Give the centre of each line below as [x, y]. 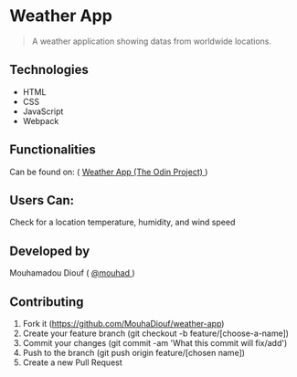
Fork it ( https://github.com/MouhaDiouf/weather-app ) [123, 324]
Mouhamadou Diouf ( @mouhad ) [72, 273]
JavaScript [43, 111]
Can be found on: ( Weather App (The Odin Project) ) [109, 172]
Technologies [49, 70]
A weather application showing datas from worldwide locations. [152, 41]
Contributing [47, 302]
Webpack [41, 120]
